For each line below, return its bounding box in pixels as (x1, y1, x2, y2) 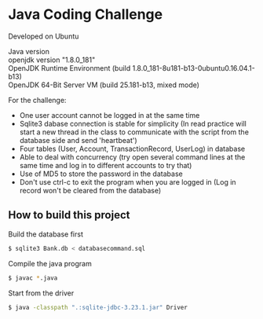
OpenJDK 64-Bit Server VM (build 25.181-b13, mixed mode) (8, 80, 200, 90)
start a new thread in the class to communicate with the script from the (19, 127, 250, 137)
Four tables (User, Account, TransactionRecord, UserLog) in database (19, 144, 246, 153)
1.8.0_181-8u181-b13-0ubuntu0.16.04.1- (132, 63, 255, 72)
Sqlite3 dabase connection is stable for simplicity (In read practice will (19, 119, 247, 128)
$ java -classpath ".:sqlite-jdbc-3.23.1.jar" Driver (8, 303, 188, 311)
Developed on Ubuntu (8, 31, 79, 41)
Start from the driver (8, 288, 75, 298)
